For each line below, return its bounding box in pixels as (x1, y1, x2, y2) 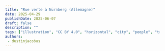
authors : (5, 34, 23, 39)
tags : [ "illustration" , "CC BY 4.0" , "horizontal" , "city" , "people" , (5, 30, 153, 34)
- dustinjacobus (7, 39, 41, 44)
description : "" (5, 25, 38, 30)
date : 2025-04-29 (5, 12, 41, 17)
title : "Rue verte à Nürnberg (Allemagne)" (5, 7, 96, 12)
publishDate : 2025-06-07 (5, 16, 56, 21)
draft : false (5, 20, 32, 26)
